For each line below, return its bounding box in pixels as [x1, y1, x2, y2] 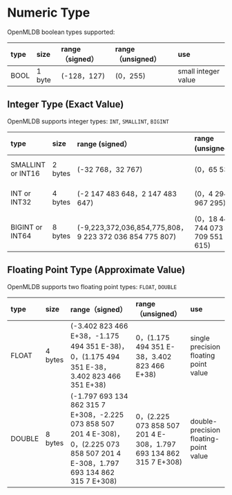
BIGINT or [10, 222, 43, 232]
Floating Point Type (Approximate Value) [7, 264, 186, 276]
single [190, 333, 210, 342]
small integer [177, 66, 220, 76]
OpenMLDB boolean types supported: [7, 28, 115, 36]
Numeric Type [7, 5, 90, 21]
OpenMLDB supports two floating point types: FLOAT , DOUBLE [7, 282, 177, 290]
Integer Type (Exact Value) [7, 98, 124, 110]
